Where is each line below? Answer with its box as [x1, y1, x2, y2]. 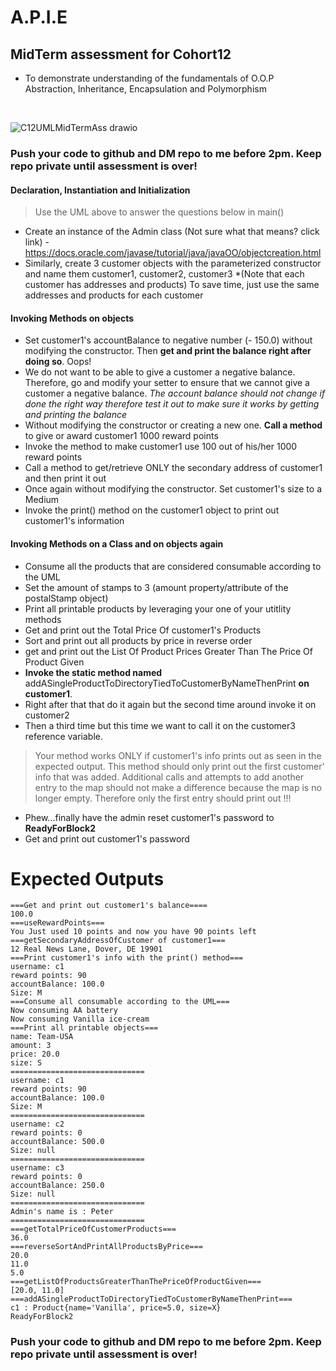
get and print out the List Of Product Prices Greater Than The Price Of [24, 645, 313, 657]
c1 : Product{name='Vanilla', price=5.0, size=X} [10, 1303, 222, 1313]
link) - [24, 236, 50, 248]
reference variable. [24, 730, 103, 742]
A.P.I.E [10, 6, 68, 29]
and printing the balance [24, 409, 128, 421]
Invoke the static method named [24, 666, 163, 678]
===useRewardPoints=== [10, 918, 105, 928]
